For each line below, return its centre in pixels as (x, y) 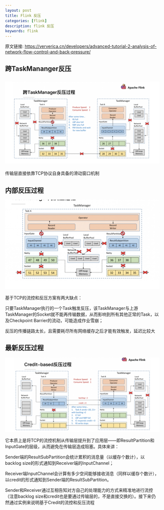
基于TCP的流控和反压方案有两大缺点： (44, 298)
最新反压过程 (24, 348)
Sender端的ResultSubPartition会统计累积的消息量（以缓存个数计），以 (75, 457)
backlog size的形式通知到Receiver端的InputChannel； (59, 463)
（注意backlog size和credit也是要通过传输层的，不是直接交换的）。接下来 (78, 496)
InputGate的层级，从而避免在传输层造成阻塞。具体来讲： (62, 446)
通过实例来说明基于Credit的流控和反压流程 (52, 502)
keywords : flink (22, 31)
